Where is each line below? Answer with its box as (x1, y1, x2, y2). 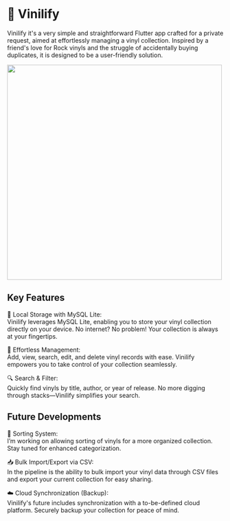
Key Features (7, 292, 65, 304)
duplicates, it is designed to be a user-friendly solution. (7, 51, 163, 59)
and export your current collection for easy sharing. (7, 475, 153, 483)
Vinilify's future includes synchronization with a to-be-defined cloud (7, 498, 200, 507)
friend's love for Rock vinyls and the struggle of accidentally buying (7, 43, 198, 52)
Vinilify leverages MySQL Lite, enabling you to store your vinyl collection (7, 317, 211, 326)
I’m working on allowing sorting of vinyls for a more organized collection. (7, 436, 213, 445)
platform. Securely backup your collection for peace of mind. (7, 506, 180, 514)
